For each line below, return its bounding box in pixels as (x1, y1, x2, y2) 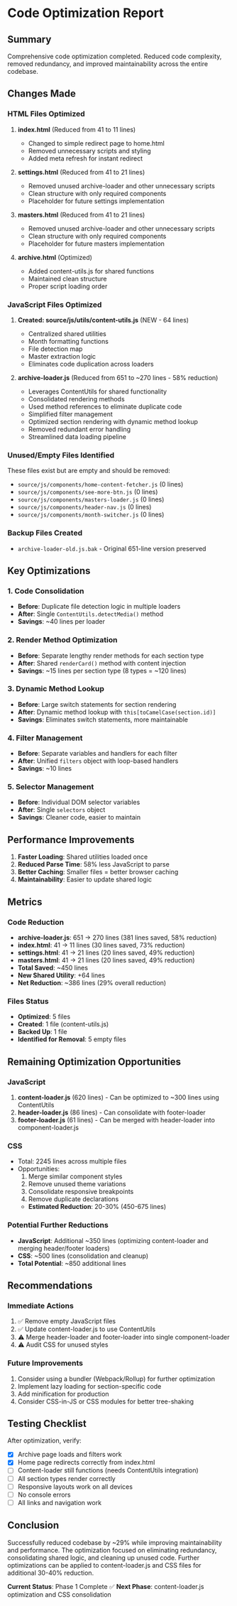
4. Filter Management (7, 733, 83, 743)
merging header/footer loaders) (17, 1244, 110, 1252)
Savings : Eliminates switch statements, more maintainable (17, 715, 188, 724)
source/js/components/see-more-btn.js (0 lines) (17, 488, 158, 497)
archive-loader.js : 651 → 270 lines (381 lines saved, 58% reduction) (17, 933, 217, 942)
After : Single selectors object (17, 805, 106, 814)
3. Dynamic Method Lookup (7, 684, 104, 694)
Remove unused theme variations (28, 1180, 126, 1188)
